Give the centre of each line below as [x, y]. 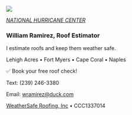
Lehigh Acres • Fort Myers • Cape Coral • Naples [66, 60]
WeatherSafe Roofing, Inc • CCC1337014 [56, 106]
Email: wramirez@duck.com [40, 94]
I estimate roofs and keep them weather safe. [61, 48]
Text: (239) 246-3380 [33, 83]
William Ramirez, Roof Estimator [53, 35]
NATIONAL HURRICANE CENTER [46, 20]
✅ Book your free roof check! [42, 71]
